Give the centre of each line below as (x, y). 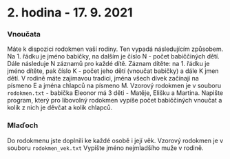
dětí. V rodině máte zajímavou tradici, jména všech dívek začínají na (103, 78)
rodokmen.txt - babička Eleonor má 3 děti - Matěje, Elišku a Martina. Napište (115, 93)
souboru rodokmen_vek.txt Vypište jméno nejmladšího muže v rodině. (105, 148)
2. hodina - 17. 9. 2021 (70, 13)
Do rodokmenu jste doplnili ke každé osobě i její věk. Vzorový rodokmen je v (115, 140)
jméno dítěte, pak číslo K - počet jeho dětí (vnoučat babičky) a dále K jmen (113, 71)
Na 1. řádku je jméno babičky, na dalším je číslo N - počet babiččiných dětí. (113, 56)
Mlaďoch (23, 125)
